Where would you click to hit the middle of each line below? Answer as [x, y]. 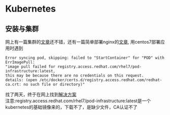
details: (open [21, 80]
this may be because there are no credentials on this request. [75, 75]
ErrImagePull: [20, 62]
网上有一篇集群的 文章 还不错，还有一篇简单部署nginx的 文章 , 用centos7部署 [83, 42]
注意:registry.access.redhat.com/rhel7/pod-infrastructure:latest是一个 [78, 101]
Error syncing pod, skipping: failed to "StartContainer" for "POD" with [85, 58]
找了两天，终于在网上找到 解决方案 [41, 94]
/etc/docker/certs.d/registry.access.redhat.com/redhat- [101, 80]
